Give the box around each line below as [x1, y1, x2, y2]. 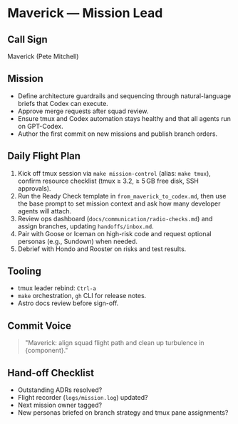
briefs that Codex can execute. [17, 99, 108, 107]
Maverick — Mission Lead [7, 5, 163, 21]
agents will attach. [17, 206, 72, 215]
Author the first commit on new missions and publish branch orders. [17, 129, 218, 138]
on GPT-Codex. [17, 122, 63, 130]
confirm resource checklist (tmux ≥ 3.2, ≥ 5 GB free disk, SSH [17, 176, 200, 185]
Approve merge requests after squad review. [17, 107, 149, 115]
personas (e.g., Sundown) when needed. [17, 237, 138, 245]
